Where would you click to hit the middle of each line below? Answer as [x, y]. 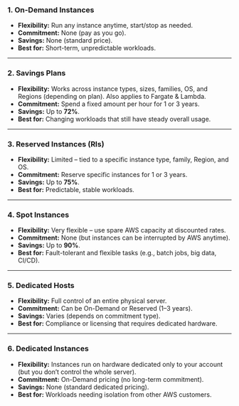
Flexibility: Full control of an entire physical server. [92, 301]
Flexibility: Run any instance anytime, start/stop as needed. [105, 26]
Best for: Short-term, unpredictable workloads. [87, 48]
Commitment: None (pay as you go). [72, 33]
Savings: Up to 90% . [49, 245]
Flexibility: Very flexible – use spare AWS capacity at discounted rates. [122, 230]
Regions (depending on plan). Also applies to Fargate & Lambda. [112, 96]
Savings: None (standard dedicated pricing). [83, 387]
